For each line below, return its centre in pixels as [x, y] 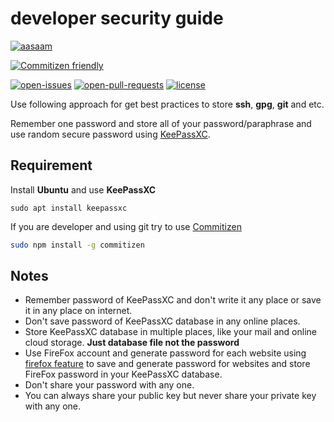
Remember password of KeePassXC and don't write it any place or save [173, 300]
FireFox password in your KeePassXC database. [123, 374]
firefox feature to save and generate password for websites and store [167, 364]
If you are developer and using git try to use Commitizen [126, 226]
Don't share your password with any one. [109, 385]
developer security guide [117, 18]
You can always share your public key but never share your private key [170, 396]
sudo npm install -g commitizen [77, 245]
